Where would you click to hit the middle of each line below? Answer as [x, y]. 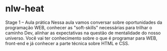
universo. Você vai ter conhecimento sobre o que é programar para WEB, [81, 38]
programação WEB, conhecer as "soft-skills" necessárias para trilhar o [79, 27]
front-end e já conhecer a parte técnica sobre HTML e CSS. [67, 43]
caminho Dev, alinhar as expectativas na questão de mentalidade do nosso [83, 33]
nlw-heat [25, 9]
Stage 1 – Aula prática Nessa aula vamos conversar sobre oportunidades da [84, 22]
